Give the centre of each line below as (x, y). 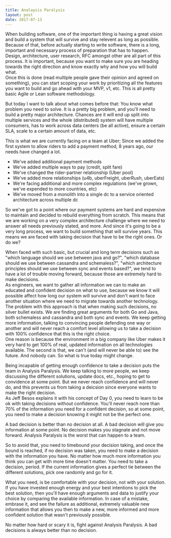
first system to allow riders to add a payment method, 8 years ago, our (79, 146)
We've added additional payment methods (57, 162)
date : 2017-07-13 (24, 19)
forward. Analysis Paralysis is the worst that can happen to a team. (76, 435)
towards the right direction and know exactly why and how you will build (81, 67)
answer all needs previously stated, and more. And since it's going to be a (83, 226)
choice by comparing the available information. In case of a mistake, (77, 499)
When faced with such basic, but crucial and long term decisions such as (82, 252)
